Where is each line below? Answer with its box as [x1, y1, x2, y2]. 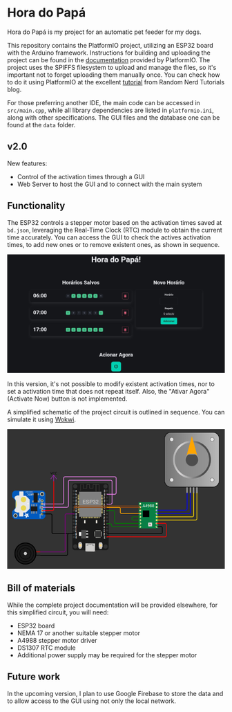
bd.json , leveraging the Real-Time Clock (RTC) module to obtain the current [7, 226, 222, 234]
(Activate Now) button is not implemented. [7, 394, 128, 403]
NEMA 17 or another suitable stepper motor [17, 628, 140, 637]
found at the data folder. [7, 120, 76, 129]
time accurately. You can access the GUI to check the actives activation [7, 233, 211, 241]
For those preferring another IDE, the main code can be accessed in [7, 98, 200, 107]
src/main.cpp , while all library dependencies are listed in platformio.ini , [7, 106, 214, 114]
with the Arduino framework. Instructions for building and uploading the [7, 48, 211, 57]
